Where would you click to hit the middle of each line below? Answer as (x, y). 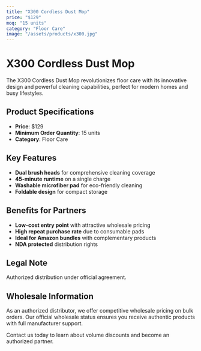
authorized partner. (30, 341)
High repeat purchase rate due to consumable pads (79, 231)
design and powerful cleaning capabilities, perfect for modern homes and (97, 87)
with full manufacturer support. (44, 323)
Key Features (31, 158)
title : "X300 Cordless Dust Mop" (48, 12)
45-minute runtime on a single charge (63, 179)
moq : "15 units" (26, 23)
